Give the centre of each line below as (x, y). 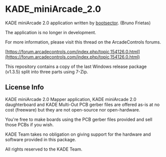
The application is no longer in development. (51, 32)
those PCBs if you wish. (29, 124)
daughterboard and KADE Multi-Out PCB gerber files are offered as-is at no (83, 105)
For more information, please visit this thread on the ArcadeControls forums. (83, 42)
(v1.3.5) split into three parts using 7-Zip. (47, 72)
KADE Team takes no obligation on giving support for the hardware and (78, 134)
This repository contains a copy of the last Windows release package (76, 66)
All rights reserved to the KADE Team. (44, 149)
